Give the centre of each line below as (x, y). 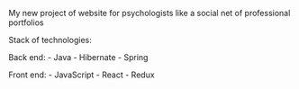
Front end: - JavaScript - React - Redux (82, 75)
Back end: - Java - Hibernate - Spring (78, 57)
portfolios (26, 22)
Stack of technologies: (50, 40)
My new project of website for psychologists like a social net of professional (149, 13)
